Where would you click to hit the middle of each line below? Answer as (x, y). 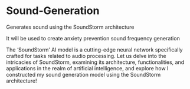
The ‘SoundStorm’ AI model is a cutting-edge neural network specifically (94, 49)
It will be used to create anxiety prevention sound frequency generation (93, 38)
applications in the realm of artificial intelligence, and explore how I (87, 68)
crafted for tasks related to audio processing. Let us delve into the (86, 56)
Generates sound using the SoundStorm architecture (70, 27)
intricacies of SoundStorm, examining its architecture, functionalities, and (95, 62)
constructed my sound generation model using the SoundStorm (83, 74)
